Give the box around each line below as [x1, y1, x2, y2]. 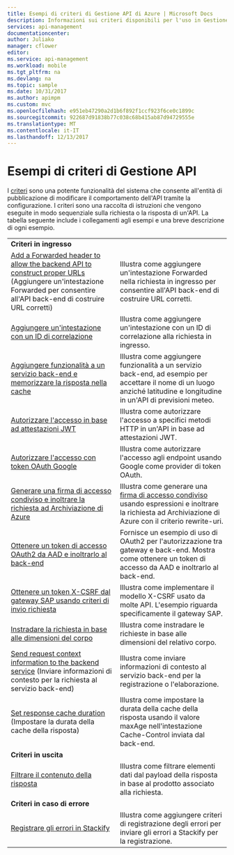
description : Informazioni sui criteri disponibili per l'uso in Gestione [7, 17, 229, 24]
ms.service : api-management [7, 56, 89, 63]
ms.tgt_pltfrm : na [7, 68, 61, 75]
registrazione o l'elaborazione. [119, 679, 219, 689]
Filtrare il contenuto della [10, 770, 92, 780]
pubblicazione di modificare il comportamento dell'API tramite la [7, 194, 191, 202]
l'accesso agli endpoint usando [119, 453, 222, 462]
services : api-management [7, 23, 82, 30]
